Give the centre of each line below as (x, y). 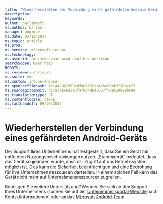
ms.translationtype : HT (29, 95)
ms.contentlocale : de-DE (30, 100)
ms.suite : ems (19, 77)
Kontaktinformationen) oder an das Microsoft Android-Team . (65, 197)
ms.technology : (20, 54)
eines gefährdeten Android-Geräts (76, 138)
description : (18, 14)
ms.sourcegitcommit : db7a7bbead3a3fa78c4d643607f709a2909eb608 (70, 90)
